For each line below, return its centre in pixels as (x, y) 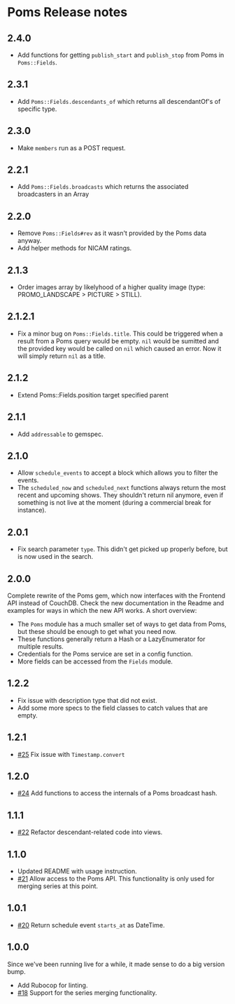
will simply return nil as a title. (62, 356)
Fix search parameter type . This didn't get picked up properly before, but (122, 549)
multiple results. (41, 646)
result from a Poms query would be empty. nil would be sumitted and (118, 341)
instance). (32, 510)
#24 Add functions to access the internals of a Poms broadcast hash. (117, 793)
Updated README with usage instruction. (77, 871)
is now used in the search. (55, 557)
